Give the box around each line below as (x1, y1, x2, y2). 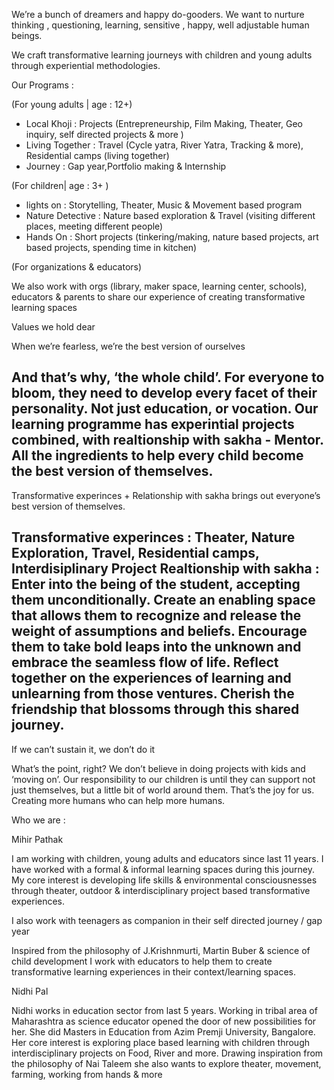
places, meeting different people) (25, 220, 164, 232)
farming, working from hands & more (11, 1068, 163, 1080)
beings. (11, 30, 43, 41)
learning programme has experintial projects (11, 416, 295, 433)
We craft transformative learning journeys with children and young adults (11, 49, 313, 61)
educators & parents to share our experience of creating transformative (11, 291, 306, 303)
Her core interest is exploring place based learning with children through (11, 1036, 311, 1048)
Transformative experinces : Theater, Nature (11, 529, 296, 546)
